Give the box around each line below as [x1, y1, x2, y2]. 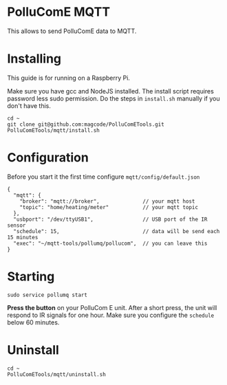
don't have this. [7, 101, 52, 110]
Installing [7, 51, 62, 67]
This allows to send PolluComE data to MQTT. [7, 27, 137, 35]
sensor [7, 221, 26, 229]
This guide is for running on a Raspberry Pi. [7, 74, 131, 82]
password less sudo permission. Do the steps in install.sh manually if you [7, 94, 220, 102]
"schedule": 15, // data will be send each [13, 228, 220, 234]
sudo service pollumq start [7, 291, 88, 298]
